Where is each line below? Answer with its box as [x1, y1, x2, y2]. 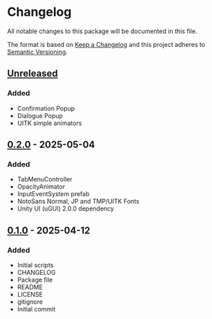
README [17, 283, 44, 291]
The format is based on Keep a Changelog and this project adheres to [7, 40, 206, 48]
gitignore [17, 298, 44, 306]
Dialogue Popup [17, 111, 64, 119]
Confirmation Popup [17, 104, 75, 113]
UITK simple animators [17, 119, 82, 127]
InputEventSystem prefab [17, 190, 90, 198]
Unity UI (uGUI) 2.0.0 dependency [17, 204, 115, 213]
